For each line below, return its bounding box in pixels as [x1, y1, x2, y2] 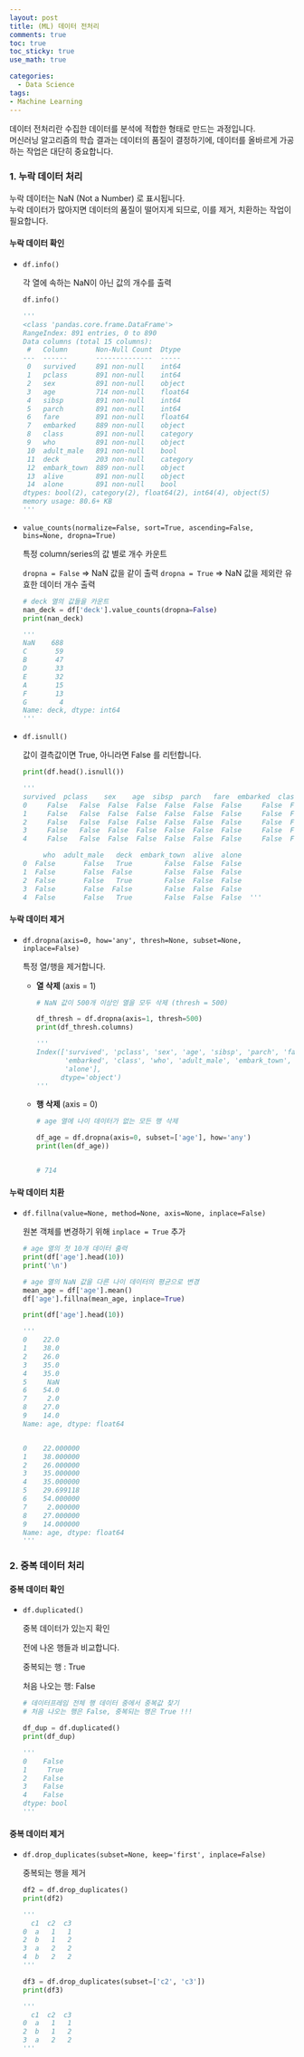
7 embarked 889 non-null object [26, 421, 185, 430]
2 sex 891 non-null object [26, 379, 185, 388]
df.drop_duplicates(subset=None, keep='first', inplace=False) [22, 1850, 267, 1860]
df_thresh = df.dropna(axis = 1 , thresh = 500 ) [35, 1014, 204, 1024]
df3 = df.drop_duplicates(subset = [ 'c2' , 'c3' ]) [22, 1976, 206, 1986]
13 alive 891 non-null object [26, 472, 185, 481]
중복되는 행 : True [22, 1661, 86, 1672]
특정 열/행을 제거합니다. [22, 961, 106, 972]
